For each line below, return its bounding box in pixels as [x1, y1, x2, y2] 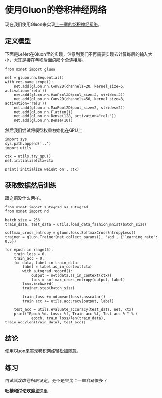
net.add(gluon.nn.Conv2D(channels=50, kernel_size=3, [14, 96, 125, 101]
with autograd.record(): [22, 268, 73, 273]
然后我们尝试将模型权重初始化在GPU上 [5, 127, 83, 133]
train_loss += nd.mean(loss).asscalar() [22, 294, 106, 299]
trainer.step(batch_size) [22, 285, 75, 290]
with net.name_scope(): [5, 79, 54, 84]
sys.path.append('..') [5, 141, 51, 146]
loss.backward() [22, 281, 55, 286]
